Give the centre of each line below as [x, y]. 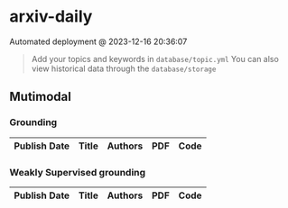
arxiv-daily [51, 17]
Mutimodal [41, 97]
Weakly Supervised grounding [78, 172]
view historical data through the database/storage [124, 68]
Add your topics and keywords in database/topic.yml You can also [155, 59]
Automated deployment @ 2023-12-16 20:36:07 [98, 41]
